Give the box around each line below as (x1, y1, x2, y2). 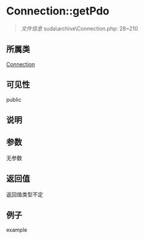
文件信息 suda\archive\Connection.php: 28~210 (20, 25, 138, 32)
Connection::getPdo (6, 4, 110, 18)
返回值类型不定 (6, 191, 43, 198)
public (6, 96, 22, 103)
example (6, 226, 28, 234)
